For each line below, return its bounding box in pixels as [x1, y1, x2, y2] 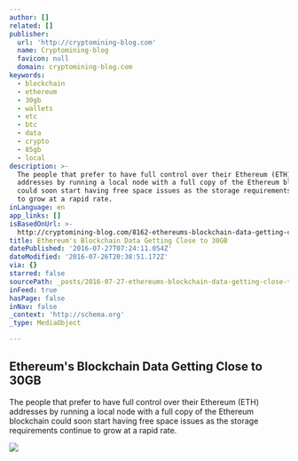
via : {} [9, 261, 38, 270]
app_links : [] [9, 211, 62, 220]
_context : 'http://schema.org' [9, 310, 125, 320]
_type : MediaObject [9, 319, 82, 328]
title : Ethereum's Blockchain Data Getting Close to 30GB [9, 236, 228, 245]
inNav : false [9, 302, 58, 311]
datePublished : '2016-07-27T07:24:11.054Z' [9, 244, 173, 253]
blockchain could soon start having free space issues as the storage [9, 415, 259, 426]
